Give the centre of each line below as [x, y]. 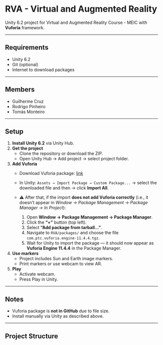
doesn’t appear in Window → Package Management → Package [83, 203]
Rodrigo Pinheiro [29, 106]
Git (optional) [25, 64]
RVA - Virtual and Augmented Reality [81, 9]
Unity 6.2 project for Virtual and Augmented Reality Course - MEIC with [76, 22]
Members [20, 89]
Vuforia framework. [25, 27]
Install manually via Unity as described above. [58, 316]
